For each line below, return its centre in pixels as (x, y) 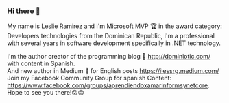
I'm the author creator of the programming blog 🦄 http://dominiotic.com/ (109, 57)
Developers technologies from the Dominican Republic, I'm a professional (111, 36)
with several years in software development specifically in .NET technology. (114, 43)
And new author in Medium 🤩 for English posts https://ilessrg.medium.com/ (113, 71)
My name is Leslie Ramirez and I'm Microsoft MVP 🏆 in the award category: (115, 26)
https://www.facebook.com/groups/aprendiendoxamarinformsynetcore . (109, 85)
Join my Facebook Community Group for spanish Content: (89, 78)
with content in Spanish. (41, 63)
